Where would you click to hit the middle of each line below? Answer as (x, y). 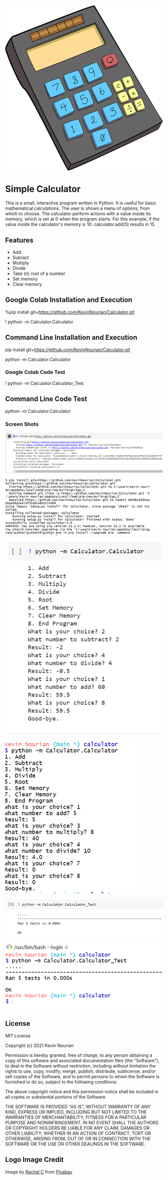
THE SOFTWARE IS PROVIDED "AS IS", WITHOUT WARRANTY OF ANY (78, 1106)
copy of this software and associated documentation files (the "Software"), (82, 1060)
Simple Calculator (43, 189)
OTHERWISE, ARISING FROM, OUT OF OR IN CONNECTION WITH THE (78, 1138)
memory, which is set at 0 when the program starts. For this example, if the (82, 219)
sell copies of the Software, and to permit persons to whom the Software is (82, 1076)
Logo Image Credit (34, 1160)
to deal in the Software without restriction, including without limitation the (80, 1066)
